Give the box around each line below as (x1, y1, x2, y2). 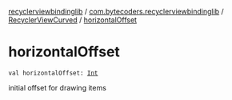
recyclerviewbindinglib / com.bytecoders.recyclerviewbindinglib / (8, 7, 224, 16)
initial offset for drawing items (8, 83, 106, 92)
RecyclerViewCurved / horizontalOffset (8, 15, 138, 25)
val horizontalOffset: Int (8, 69, 98, 77)
